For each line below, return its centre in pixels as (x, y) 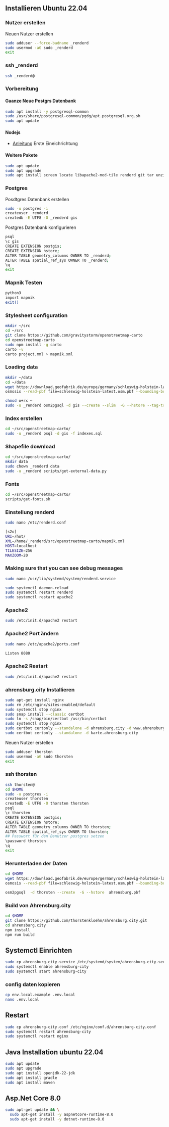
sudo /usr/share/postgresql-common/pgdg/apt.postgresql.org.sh (73, 116)
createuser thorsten (27, 799)
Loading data (22, 367)
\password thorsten (26, 841)
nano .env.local (22, 1000)
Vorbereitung (22, 89)
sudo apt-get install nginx (35, 700)
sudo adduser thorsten (29, 752)
